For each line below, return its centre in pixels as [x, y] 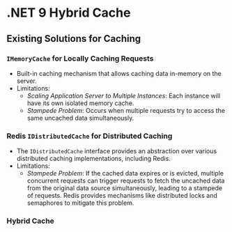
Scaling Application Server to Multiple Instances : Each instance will [124, 95]
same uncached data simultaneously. [80, 118]
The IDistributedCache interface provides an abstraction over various [117, 151]
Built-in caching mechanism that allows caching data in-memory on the [119, 73]
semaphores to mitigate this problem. [80, 203]
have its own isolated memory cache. [80, 103]
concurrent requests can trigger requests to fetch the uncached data [126, 181]
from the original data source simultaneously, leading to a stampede [125, 188]
